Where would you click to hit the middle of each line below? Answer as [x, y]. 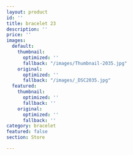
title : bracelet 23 [31, 23]
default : [23, 47]
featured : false [27, 132]
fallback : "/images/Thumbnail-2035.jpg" [75, 63]
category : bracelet [31, 126]
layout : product [27, 12]
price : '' [19, 35]
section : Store [26, 138]
